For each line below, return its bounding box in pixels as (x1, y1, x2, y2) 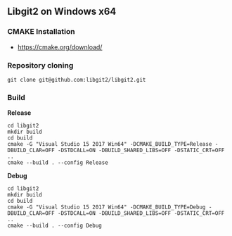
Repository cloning (7, 60, 74, 70)
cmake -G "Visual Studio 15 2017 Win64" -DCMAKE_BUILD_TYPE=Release (7, 141, 212, 148)
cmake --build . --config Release (7, 159, 109, 166)
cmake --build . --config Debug (7, 222, 102, 230)
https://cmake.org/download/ (17, 42, 103, 51)
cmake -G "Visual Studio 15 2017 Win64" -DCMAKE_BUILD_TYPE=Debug (7, 204, 206, 211)
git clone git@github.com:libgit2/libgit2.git (7, 76, 146, 83)
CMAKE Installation (7, 27, 75, 37)
